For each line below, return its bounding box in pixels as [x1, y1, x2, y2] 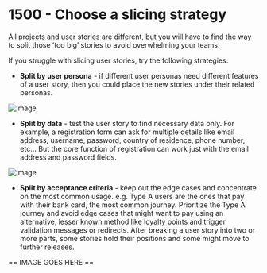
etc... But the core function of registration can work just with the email [19, 144, 249, 153]
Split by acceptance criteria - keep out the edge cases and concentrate [19, 183, 257, 192]
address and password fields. [19, 152, 117, 162]
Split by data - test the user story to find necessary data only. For [19, 118, 235, 128]
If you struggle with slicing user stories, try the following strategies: [8, 56, 229, 65]
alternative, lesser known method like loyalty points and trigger [19, 217, 226, 226]
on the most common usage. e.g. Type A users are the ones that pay [19, 191, 245, 201]
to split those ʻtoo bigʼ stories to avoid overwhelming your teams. [8, 40, 220, 49]
